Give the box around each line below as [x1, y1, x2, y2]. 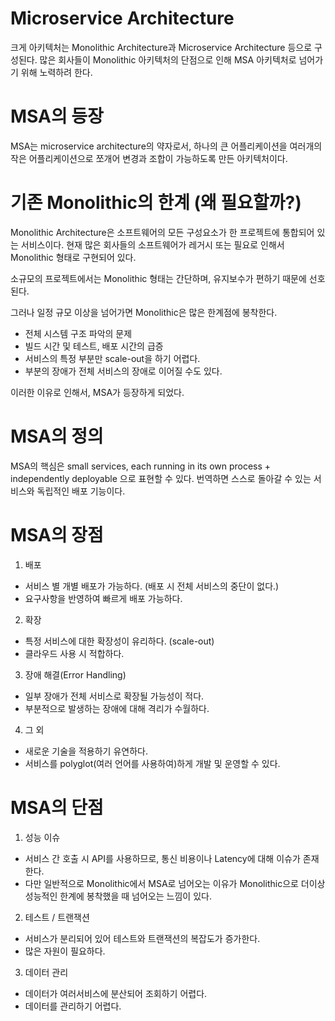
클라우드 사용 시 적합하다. [24, 647, 125, 659]
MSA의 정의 [10, 425, 104, 447]
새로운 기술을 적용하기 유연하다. [24, 745, 148, 757]
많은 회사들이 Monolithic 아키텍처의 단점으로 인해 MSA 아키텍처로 [39, 53, 297, 66]
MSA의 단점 [10, 796, 104, 819]
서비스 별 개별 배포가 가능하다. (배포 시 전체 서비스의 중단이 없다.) [24, 580, 280, 592]
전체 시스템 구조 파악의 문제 [24, 327, 133, 339]
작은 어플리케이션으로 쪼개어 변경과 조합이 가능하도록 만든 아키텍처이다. [10, 152, 288, 164]
